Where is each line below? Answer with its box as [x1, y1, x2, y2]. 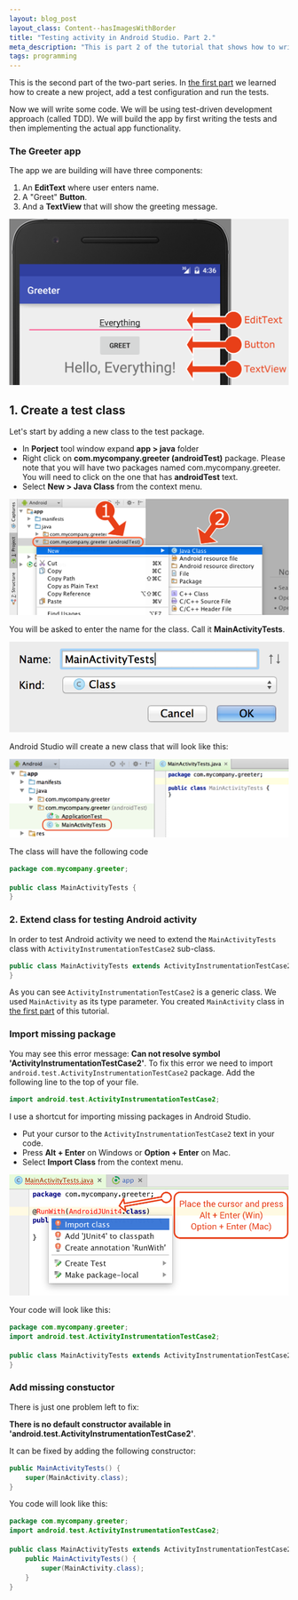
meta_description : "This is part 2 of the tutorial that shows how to [9, 43, 276, 52]
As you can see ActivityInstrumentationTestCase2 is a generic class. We [9, 987, 277, 997]
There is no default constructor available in [9, 1419, 171, 1429]
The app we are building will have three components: [9, 165, 203, 176]
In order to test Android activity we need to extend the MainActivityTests [9, 933, 277, 944]
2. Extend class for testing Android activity [9, 914, 198, 926]
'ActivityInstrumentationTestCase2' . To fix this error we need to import [9, 1058, 273, 1068]
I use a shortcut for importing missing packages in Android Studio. [9, 1111, 251, 1122]
